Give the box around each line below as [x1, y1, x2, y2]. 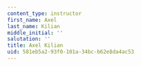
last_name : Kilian [7, 23, 60, 30]
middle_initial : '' [7, 29, 64, 36]
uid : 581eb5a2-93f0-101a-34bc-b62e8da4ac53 [7, 49, 135, 56]
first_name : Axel [7, 16, 57, 23]
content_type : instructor [7, 10, 82, 17]
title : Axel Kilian [7, 42, 64, 49]
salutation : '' [7, 36, 51, 43]
